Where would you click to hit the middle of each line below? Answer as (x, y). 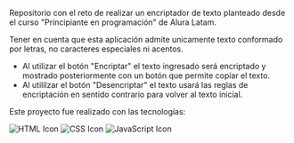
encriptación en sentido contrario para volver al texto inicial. (132, 94)
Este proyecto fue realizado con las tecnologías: (98, 111)
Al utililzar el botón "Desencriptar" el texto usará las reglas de (135, 85)
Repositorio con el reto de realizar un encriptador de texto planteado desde (147, 13)
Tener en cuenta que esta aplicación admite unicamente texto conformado (146, 40)
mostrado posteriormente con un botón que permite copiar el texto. (146, 75)
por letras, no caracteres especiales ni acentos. (97, 49)
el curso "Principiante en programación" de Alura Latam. (113, 22)
